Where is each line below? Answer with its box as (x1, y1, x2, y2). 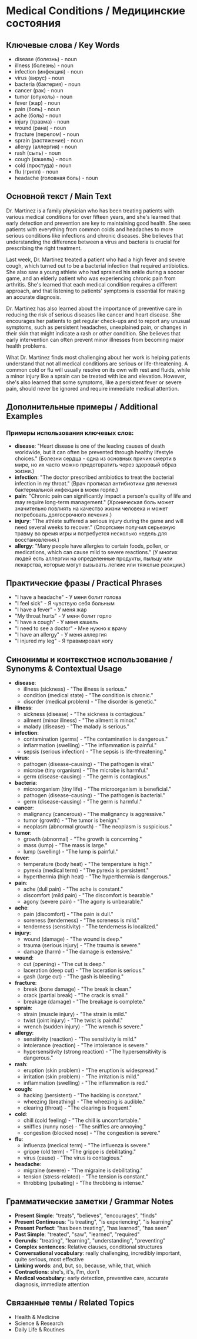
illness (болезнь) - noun (14, 62, 74, 69)
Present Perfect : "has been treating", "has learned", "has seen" (14, 1224, 169, 1231)
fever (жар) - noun (14, 99, 61, 106)
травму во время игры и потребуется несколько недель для (14, 529, 168, 537)
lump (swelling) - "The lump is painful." (23, 848, 118, 855)
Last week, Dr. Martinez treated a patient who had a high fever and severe (6, 256, 185, 263)
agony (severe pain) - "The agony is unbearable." (23, 898, 143, 905)
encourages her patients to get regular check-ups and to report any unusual (6, 317, 191, 324)
